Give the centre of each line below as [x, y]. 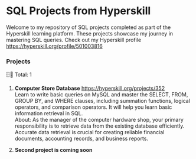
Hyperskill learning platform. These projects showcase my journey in [89, 33]
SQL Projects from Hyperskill [79, 11]
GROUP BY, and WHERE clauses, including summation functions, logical [102, 101]
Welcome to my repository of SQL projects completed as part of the [89, 27]
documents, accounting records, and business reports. [81, 139]
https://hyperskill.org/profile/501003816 [55, 46]
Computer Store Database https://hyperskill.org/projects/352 [90, 88]
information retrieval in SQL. [49, 113]
